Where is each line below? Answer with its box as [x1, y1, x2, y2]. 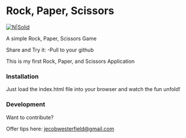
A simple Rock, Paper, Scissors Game [6, 35, 97, 42]
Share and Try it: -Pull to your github [6, 46, 94, 53]
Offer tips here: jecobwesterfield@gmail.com [6, 125, 114, 132]
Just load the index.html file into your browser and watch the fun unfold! [6, 86, 181, 93]
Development [6, 100, 46, 109]
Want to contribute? [6, 113, 54, 121]
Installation [6, 72, 39, 80]
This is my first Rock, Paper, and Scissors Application [6, 58, 135, 65]
